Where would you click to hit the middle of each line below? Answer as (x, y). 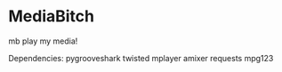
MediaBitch (52, 16)
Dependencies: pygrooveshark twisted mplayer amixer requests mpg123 (141, 58)
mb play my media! (43, 41)
